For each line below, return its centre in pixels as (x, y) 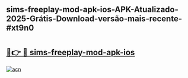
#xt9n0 (20, 28)
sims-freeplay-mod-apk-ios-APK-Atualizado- (93, 10)
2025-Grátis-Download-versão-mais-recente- (94, 19)
